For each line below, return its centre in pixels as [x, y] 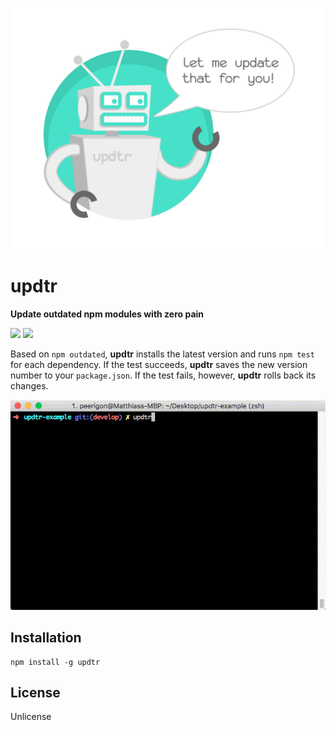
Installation [46, 638]
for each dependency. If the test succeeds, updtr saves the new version [159, 364]
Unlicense [31, 717]
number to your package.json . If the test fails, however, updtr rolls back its [163, 375]
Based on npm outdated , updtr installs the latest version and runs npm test [162, 354]
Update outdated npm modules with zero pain [107, 314]
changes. [29, 385]
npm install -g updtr [55, 662]
